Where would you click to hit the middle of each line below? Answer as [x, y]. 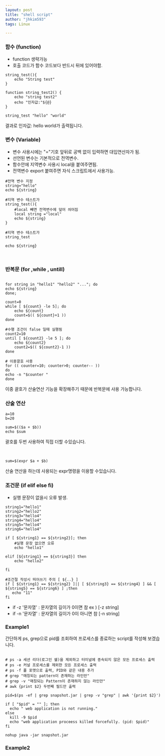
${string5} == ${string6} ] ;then [42, 588]
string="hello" [21, 185]
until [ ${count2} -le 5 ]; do [38, 339]
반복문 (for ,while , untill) [35, 269]
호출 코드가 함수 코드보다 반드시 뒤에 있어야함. [58, 65]
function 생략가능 [30, 59]
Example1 [17, 627]
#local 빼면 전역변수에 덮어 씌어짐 [46, 209]
